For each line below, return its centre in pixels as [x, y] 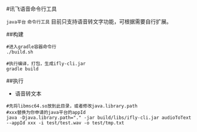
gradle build [22, 69]
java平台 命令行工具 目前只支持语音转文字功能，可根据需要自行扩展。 [89, 22]
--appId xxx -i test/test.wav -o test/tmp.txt [65, 123]
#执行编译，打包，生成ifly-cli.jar [46, 64]
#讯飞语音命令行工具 [31, 9]
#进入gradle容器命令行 [31, 47]
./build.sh [20, 52]
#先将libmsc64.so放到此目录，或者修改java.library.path [72, 106]
